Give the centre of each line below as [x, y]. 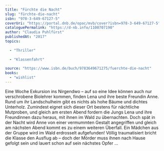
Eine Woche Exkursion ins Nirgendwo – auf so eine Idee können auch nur [79, 91]
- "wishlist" [23, 77]
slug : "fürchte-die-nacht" [32, 14]
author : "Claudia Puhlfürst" [35, 32]
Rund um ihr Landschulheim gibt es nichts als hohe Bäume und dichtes [76, 102]
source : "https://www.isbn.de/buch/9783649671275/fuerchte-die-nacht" [78, 69]
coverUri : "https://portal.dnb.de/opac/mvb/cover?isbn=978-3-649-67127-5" [83, 23]
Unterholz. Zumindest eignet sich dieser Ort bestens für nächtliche [72, 107]
